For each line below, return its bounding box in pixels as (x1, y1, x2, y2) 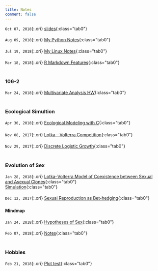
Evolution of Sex (5, 162, 45, 169)
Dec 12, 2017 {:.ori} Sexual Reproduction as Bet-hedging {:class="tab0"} (5, 195, 150, 201)
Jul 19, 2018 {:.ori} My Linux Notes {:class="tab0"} (5, 48, 107, 54)
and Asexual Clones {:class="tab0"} (5, 179, 77, 184)
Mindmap (5, 208, 26, 213)
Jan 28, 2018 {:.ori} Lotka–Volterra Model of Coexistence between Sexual (5, 173, 153, 180)
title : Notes (5, 7, 32, 12)
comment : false (5, 12, 36, 17)
